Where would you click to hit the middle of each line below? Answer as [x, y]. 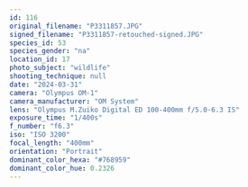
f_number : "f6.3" [42, 127]
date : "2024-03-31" [46, 85]
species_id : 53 [38, 43]
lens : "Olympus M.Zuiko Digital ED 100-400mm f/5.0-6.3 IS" [125, 110]
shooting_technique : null [58, 76]
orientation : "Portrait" [56, 151]
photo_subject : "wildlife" [60, 68]
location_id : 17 [40, 59]
